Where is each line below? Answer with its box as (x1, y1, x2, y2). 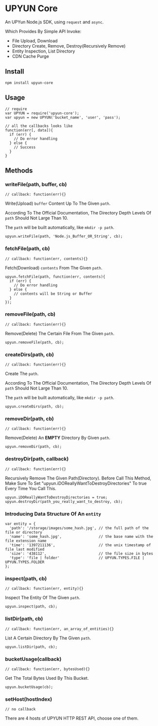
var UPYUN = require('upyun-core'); (5, 110, 79, 116)
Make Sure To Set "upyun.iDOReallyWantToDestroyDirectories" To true (5, 480, 147, 486)
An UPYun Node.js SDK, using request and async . (5, 19, 104, 25)
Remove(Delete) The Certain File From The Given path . (5, 330, 115, 336)
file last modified (5, 547, 45, 552)
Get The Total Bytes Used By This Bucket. (5, 675, 89, 681)
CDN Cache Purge (12, 53, 50, 59)
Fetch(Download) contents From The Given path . (5, 265, 103, 270)
